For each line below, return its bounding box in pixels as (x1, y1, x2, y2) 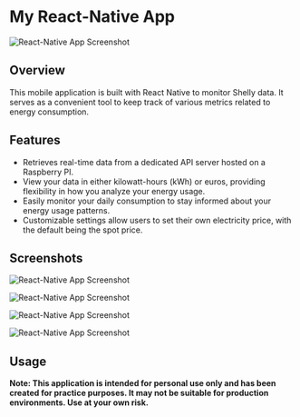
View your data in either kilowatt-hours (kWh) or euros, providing (22, 175, 266, 187)
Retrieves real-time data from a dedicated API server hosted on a (22, 156, 266, 167)
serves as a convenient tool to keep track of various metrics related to (9, 96, 271, 107)
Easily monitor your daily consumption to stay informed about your (22, 195, 272, 206)
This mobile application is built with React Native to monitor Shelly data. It (9, 86, 284, 97)
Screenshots (9, 250, 83, 265)
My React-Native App (9, 6, 175, 27)
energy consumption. (9, 106, 89, 117)
